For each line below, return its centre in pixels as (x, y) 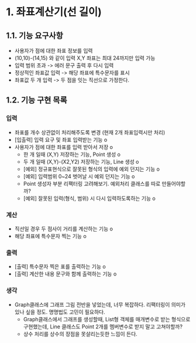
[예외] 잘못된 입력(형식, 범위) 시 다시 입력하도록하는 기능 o (90, 198)
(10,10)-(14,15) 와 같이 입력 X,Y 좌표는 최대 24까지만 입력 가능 (85, 58)
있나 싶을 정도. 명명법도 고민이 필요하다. (60, 312)
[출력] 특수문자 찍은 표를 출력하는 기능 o (60, 267)
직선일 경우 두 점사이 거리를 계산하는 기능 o (63, 229)
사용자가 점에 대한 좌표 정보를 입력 (54, 51)
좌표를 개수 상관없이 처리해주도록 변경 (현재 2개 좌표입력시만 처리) (90, 132)
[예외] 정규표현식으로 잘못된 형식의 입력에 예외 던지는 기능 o (91, 169)
